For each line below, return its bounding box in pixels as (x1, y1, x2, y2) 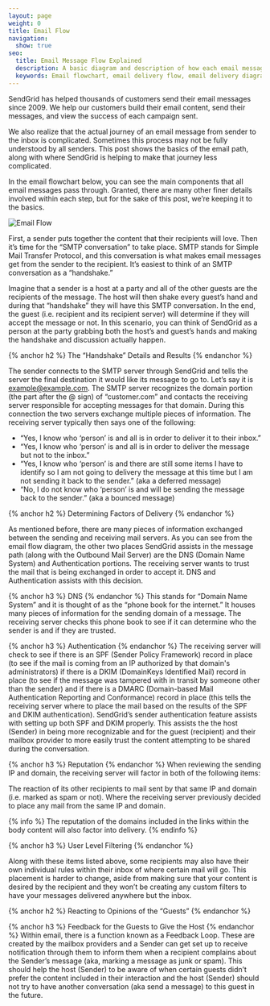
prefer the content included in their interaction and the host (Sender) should (8, 973, 260, 983)
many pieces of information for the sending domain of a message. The (8, 608, 242, 617)
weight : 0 (8, 19, 42, 27)
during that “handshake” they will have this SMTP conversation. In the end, (8, 300, 256, 310)
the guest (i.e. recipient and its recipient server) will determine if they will (8, 309, 250, 318)
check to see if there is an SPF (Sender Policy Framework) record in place (8, 650, 253, 659)
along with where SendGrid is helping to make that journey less (8, 152, 218, 162)
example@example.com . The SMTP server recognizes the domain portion (8, 383, 253, 393)
